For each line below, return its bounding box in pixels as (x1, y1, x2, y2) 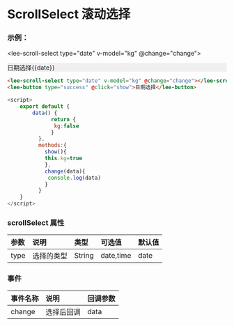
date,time (100, 251, 132, 261)
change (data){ (44, 168, 86, 175)
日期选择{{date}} (7, 63, 55, 72)
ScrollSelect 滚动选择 (7, 6, 131, 22)
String (74, 251, 94, 261)
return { (51, 116, 77, 123)
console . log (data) (47, 174, 101, 181)
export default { (19, 103, 70, 110)
